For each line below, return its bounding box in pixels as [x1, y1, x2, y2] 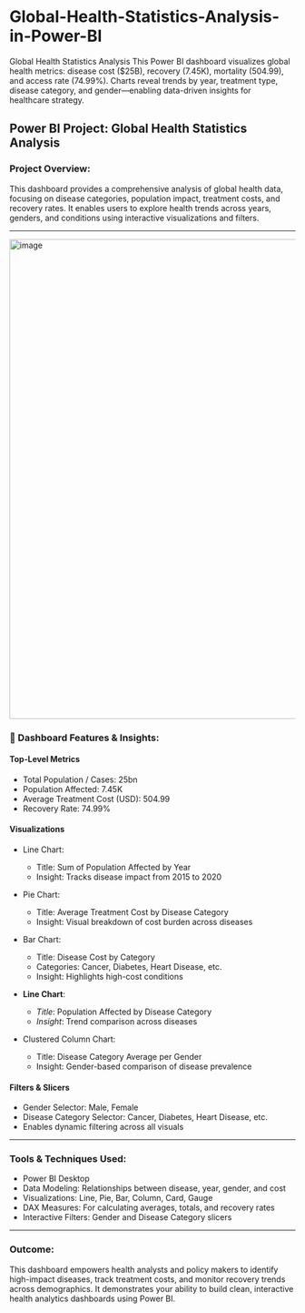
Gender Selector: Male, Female [22, 1102, 139, 1113]
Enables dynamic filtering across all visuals [22, 1122, 184, 1133]
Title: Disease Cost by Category [35, 952, 156, 962]
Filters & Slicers [9, 1082, 70, 1093]
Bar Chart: [22, 933, 62, 944]
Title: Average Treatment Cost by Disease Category [35, 906, 229, 917]
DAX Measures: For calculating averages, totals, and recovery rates [22, 1202, 275, 1213]
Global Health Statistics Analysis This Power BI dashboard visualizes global [9, 56, 290, 66]
